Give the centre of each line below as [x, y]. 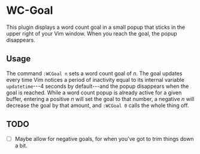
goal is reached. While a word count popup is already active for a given [94, 92]
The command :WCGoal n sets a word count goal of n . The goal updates [94, 73]
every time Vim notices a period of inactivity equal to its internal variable [95, 79]
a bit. [21, 146]
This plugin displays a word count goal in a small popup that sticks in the [96, 27]
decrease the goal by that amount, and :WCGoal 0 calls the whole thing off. [98, 105]
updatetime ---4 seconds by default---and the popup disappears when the [98, 86]
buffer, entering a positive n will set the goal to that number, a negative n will [100, 99]
